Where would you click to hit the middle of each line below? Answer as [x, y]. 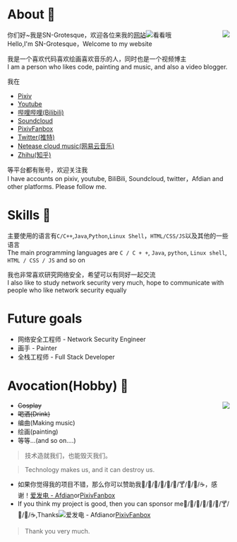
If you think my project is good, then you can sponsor [95, 503]
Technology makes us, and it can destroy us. [90, 469]
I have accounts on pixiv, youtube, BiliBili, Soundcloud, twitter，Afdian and [115, 178]
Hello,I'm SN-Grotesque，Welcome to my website [80, 44]
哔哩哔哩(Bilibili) [41, 112]
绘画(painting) [38, 432]
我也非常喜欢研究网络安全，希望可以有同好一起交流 [81, 275]
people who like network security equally [67, 290]
